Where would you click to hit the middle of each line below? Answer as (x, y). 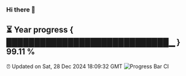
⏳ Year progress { (40, 30)
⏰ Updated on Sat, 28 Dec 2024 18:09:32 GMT (64, 66)
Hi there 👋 (21, 10)
